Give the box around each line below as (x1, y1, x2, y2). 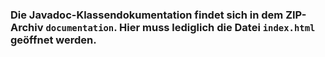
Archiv (10, 20, 44, 34)
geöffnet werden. (10, 33, 97, 47)
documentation (45, 22, 115, 33)
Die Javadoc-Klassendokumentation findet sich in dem (10, 8, 284, 22)
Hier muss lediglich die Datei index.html (119, 20, 316, 34)
